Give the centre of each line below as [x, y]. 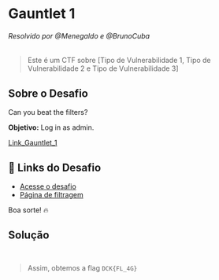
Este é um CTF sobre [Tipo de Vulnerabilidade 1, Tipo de [119, 61]
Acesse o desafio [48, 186]
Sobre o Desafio [48, 93]
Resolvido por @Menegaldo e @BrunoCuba [79, 35]
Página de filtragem [52, 195]
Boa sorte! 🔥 [28, 210]
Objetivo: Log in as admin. [51, 127]
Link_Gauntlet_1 [33, 143]
